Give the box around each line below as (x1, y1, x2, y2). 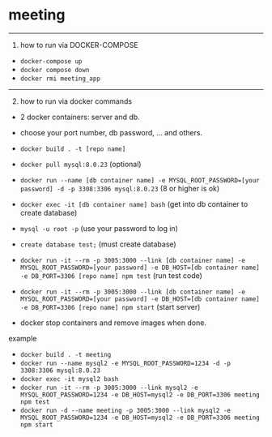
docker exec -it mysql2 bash (19, 375, 119, 383)
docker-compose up (19, 57, 83, 66)
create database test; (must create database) (19, 239, 176, 249)
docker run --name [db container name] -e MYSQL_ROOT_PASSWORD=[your (19, 176, 261, 184)
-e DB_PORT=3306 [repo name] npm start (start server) (19, 302, 201, 311)
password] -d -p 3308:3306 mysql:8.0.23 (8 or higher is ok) (19, 183, 220, 193)
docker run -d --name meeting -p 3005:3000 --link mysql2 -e (19, 406, 232, 414)
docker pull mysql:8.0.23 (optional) (19, 159, 142, 169)
